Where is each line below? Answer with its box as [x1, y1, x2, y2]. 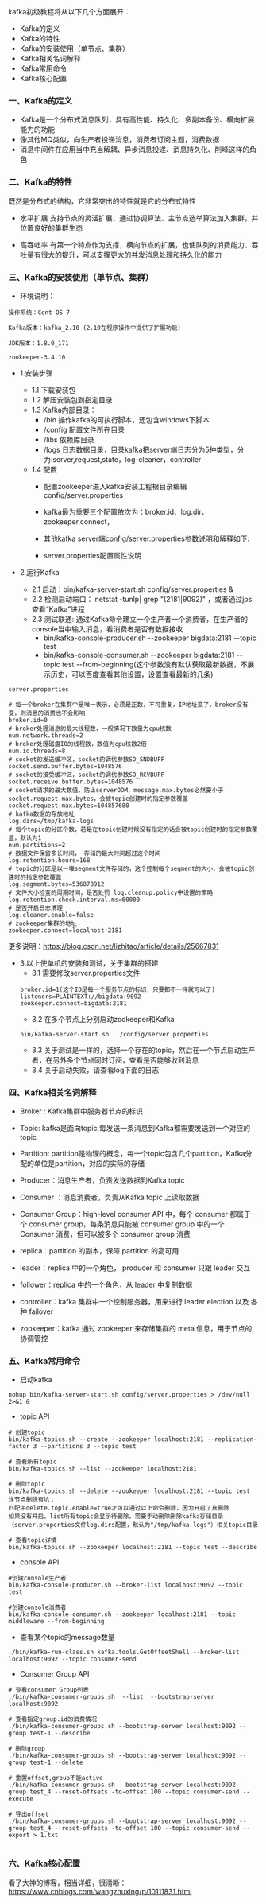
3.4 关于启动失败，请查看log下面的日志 [31, 1065, 160, 1074]
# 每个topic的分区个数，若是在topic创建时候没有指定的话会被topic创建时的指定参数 [8, 826, 253, 833]
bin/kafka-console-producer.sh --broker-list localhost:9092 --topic [8, 1581, 244, 1589]
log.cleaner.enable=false [8, 911, 94, 919]
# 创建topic [8, 1428, 45, 1437]
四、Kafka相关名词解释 [8, 1086, 97, 1098]
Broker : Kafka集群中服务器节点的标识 [19, 1106, 144, 1116]
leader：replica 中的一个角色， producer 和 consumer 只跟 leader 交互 [19, 1263, 251, 1273]
